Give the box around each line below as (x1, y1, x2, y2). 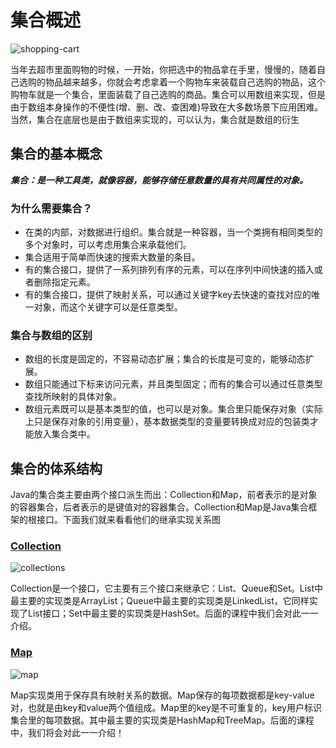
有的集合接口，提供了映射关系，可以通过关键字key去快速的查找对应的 (24, 289, 312, 301)
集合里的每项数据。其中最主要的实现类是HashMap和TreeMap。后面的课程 (10, 714, 315, 726)
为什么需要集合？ (10, 201, 93, 215)
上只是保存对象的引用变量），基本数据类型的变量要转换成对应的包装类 (24, 416, 310, 428)
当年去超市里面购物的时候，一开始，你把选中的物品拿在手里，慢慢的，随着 (10, 63, 317, 75)
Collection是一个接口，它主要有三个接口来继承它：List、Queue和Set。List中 (10, 582, 324, 595)
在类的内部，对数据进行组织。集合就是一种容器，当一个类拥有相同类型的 (24, 226, 323, 238)
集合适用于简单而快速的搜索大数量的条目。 (24, 251, 201, 263)
